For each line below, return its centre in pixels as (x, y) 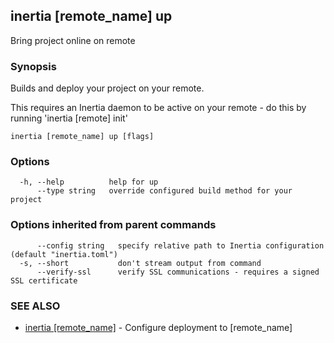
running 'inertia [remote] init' (69, 118)
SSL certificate (44, 280)
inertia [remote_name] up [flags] (82, 137)
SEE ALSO (35, 306)
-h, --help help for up (89, 182)
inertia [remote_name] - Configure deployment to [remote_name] (158, 327)
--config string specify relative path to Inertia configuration (180, 245)
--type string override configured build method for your (164, 191)
